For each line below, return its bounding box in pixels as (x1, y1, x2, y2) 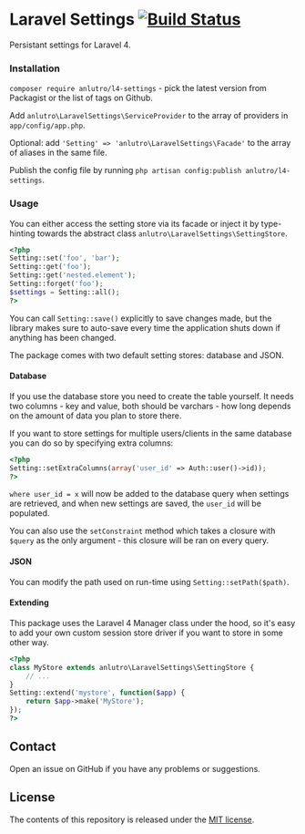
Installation (9, 62, 61, 75)
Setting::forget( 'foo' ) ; (9, 279, 104, 289)
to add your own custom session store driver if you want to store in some (9, 627, 284, 638)
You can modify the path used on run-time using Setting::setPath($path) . (9, 576, 290, 587)
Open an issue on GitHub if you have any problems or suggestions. (9, 763, 261, 774)
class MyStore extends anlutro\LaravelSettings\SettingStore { (9, 663, 255, 672)
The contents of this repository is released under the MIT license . (9, 814, 255, 825)
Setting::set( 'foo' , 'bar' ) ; (9, 253, 120, 263)
